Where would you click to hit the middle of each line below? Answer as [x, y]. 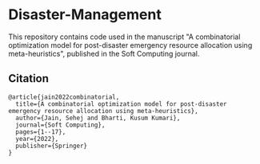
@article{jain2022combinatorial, [64, 97]
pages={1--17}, [41, 132]
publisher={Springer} [52, 146]
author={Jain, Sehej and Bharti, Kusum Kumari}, [98, 118]
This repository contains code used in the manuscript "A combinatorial [124, 37]
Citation [29, 78]
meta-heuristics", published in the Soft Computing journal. [104, 53]
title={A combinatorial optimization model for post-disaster [121, 104]
